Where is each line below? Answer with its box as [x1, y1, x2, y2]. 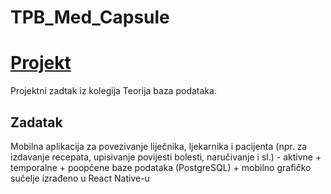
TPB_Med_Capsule [10, 6, 170, 29]
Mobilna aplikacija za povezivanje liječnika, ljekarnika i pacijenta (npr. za [10, 140, 308, 152]
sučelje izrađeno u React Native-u [10, 172, 150, 184]
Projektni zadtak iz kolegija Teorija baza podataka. [10, 85, 217, 97]
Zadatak [10, 114, 63, 131]
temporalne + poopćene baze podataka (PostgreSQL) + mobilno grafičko [10, 161, 312, 173]
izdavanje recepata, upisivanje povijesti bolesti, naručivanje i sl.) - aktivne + [10, 151, 322, 163]
